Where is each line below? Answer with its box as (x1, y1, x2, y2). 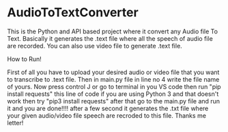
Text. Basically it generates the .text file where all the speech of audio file (7, 34, 213, 42)
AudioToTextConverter (7, 5, 139, 20)
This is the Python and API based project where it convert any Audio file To (7, 27, 218, 35)
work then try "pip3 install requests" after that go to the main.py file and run (7, 97, 220, 105)
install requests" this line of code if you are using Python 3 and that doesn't (7, 90, 219, 98)
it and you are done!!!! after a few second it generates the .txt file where (7, 104, 209, 112)
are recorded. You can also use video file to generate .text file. (7, 42, 182, 50)
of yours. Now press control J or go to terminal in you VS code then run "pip (7, 82, 221, 90)
